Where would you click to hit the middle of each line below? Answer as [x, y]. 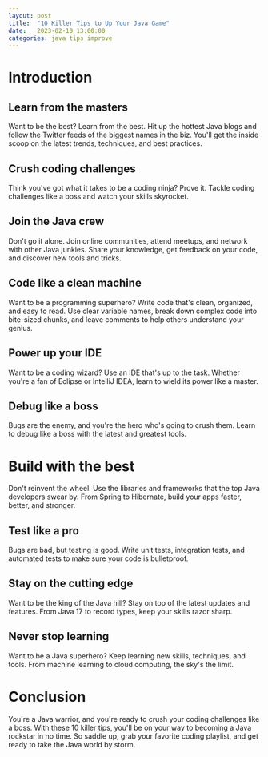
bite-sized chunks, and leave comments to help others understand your [126, 319]
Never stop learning [59, 636]
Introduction [50, 78]
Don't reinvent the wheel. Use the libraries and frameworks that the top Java [134, 489]
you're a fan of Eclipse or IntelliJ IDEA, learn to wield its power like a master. [133, 381]
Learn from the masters [68, 107]
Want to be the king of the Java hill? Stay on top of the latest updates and [129, 602]
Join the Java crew [56, 221]
